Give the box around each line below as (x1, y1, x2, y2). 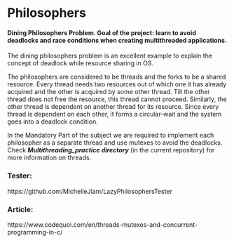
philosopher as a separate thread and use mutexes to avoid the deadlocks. (7, 138, 223, 147)
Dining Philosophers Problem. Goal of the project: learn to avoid (7, 28, 196, 37)
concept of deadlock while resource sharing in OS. (7, 59, 154, 67)
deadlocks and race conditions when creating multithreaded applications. (7, 36, 228, 44)
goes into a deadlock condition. (7, 117, 98, 126)
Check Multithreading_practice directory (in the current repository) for (7, 146, 215, 155)
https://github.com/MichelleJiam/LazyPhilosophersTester (7, 187, 173, 195)
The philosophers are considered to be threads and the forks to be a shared (7, 72, 226, 81)
